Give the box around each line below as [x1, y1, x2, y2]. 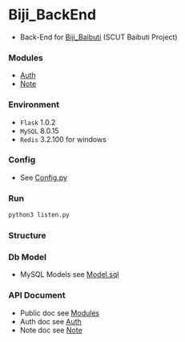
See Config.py [19, 173, 68, 182]
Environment [8, 99, 60, 110]
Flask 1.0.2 [19, 117, 56, 127]
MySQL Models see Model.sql [19, 270, 119, 279]
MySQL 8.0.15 [19, 126, 59, 136]
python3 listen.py [8, 211, 70, 219]
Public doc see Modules [19, 307, 100, 318]
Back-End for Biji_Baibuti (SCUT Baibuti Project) [19, 32, 178, 42]
